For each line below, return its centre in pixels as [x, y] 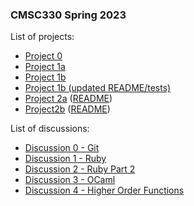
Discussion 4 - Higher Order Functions [104, 190]
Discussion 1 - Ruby [65, 159]
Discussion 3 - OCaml [70, 180]
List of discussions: [50, 129]
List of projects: [42, 37]
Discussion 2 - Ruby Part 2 [80, 169]
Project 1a [45, 67]
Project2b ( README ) [67, 109]
